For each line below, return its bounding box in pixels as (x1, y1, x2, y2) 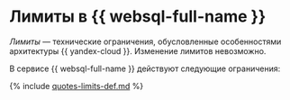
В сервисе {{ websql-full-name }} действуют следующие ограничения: (9, 63, 281, 74)
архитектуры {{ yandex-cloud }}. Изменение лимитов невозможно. (9, 45, 267, 56)
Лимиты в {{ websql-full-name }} (9, 6, 267, 27)
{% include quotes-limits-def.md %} (9, 80, 144, 91)
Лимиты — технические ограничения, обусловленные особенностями (9, 36, 282, 47)
